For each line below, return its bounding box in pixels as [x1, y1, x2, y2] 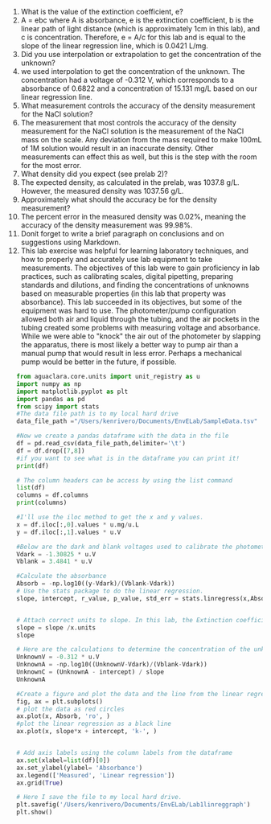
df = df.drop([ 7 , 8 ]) [16, 446, 85, 455]
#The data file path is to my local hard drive [16, 410, 179, 418]
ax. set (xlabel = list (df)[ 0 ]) [16, 756, 111, 765]
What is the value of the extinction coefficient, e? [20, 7, 183, 16]
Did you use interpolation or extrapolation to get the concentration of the [20, 50, 262, 59]
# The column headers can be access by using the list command [16, 476, 232, 485]
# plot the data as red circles [16, 705, 125, 713]
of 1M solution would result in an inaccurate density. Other [20, 144, 214, 153]
